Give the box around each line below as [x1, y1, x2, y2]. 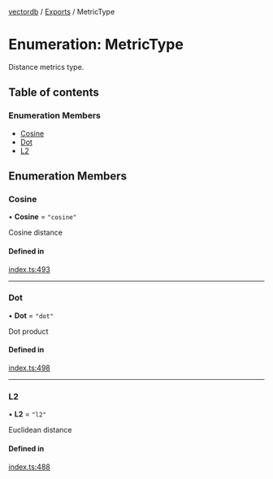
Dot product [8, 326, 49, 336]
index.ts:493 [8, 264, 50, 274]
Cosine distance [8, 227, 63, 238]
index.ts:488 [8, 462, 50, 472]
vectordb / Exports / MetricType [8, 7, 115, 16]
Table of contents [8, 85, 99, 100]
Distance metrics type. [8, 62, 84, 71]
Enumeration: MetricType [8, 36, 184, 54]
